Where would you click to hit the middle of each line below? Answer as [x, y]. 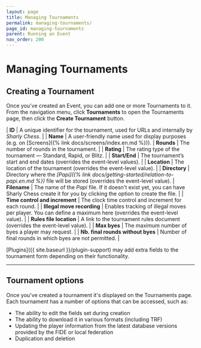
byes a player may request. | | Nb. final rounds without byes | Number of [97, 232]
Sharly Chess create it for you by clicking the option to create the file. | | [95, 193]
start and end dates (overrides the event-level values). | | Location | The [95, 162]
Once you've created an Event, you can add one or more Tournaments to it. [99, 106]
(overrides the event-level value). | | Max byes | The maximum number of [97, 226]
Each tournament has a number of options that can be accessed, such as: [97, 301]
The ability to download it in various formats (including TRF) [89, 319]
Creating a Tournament [50, 91]
